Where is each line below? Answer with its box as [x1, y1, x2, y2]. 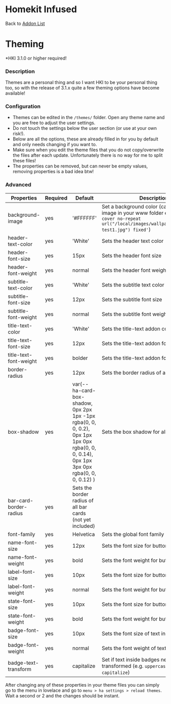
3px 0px [72, 463, 93, 470]
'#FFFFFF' [72, 214, 97, 221]
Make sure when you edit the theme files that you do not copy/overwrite [12, 147, 164, 153]
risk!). [12, 131, 25, 137]
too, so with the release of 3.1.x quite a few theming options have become [5, 85, 159, 91]
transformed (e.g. [101, 662, 144, 669]
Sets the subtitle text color [101, 281, 164, 288]
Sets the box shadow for [101, 428, 160, 435]
